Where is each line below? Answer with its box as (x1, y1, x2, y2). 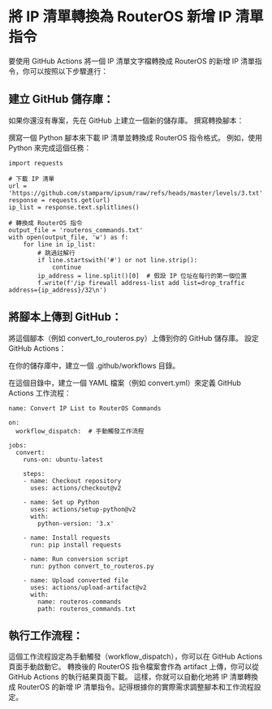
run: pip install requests (29, 541, 122, 549)
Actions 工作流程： (8, 387, 71, 398)
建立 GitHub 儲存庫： (8, 93, 114, 106)
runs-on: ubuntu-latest (23, 456, 104, 464)
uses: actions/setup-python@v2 (29, 505, 136, 513)
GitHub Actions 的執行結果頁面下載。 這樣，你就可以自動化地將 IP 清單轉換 (8, 672, 258, 682)
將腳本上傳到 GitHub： (8, 310, 123, 324)
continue (51, 263, 82, 271)
